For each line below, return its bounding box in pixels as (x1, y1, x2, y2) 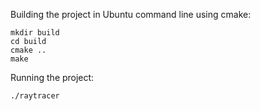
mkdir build (10, 28, 60, 38)
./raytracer (10, 91, 60, 101)
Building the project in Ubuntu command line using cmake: (10, 9, 252, 20)
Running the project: (10, 72, 95, 83)
